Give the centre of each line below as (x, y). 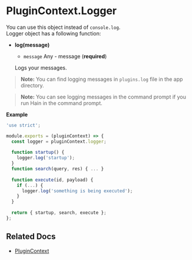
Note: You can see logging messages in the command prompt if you (103, 97)
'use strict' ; (24, 125)
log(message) (32, 45)
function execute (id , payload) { (52, 180)
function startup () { (38, 152)
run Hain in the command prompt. (61, 103)
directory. (32, 85)
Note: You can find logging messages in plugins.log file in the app (102, 79)
